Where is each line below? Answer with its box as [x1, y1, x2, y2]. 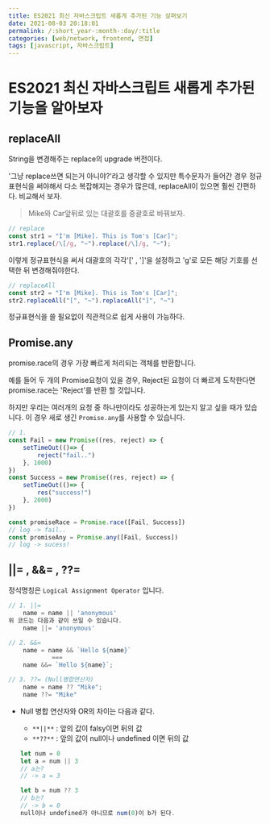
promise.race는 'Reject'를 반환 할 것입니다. [8, 385, 146, 395]
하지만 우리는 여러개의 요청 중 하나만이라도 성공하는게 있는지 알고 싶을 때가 [8, 402, 243, 412]
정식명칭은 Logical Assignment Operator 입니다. [8, 585, 164, 595]
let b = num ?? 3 [19, 787, 79, 795]
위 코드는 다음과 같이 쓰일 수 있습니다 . [8, 616, 123, 625]
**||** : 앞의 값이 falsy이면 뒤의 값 [31, 723, 143, 733]
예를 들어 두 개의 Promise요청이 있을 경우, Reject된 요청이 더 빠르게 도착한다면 [8, 376, 255, 385]
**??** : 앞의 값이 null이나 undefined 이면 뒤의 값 [31, 733, 189, 743]
